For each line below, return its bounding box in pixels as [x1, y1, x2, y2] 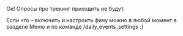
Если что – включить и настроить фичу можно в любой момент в [6, 17, 177, 23]
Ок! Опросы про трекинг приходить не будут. [6, 5, 125, 12]
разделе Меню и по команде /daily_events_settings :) [6, 23, 144, 30]
